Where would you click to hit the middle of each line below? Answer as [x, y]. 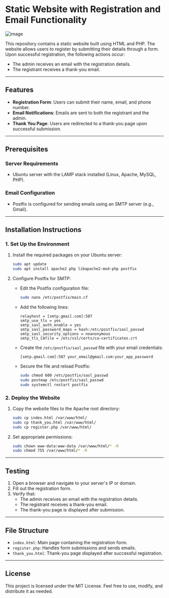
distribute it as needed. [29, 591]
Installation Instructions [44, 230]
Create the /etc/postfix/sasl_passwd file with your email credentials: [92, 348]
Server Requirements [32, 163]
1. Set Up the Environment [37, 244]
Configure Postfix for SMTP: [42, 279]
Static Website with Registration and [83, 9]
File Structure [27, 530]
